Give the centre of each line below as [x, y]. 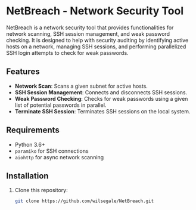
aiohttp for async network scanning [59, 157]
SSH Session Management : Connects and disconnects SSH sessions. [101, 92]
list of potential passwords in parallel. [60, 105]
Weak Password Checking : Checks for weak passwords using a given [101, 98]
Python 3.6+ [30, 144]
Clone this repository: [41, 190]
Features [23, 72]
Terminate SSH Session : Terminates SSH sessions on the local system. [102, 111]
